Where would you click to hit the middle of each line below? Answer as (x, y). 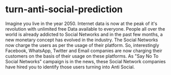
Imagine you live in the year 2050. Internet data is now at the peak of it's (81, 23)
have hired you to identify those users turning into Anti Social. (70, 67)
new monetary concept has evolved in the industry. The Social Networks (82, 40)
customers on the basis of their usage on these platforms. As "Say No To (82, 56)
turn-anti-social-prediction (64, 9)
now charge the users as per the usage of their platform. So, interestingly (82, 45)
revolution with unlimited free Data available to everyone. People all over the (85, 29)
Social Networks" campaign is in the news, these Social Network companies (86, 61)
